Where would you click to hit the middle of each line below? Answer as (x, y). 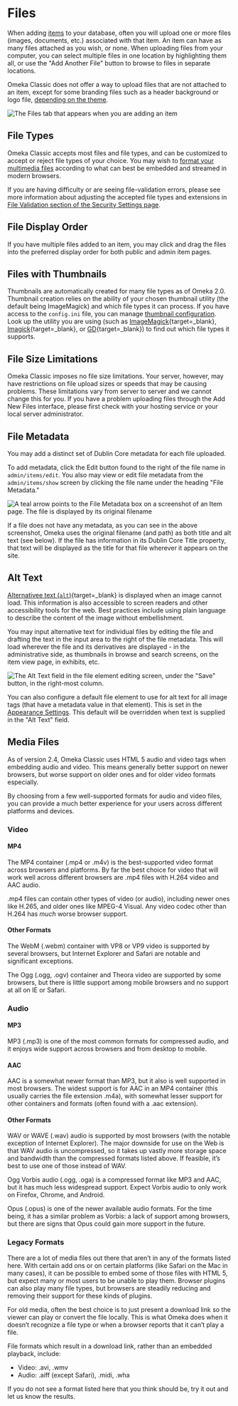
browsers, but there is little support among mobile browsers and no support (118, 982)
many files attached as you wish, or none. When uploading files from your (115, 48)
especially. (23, 782)
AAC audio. (24, 885)
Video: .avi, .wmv (43, 1367)
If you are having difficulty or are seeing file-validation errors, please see (114, 189)
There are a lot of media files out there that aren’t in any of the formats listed (119, 1258)
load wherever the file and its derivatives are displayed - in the (99, 647)
